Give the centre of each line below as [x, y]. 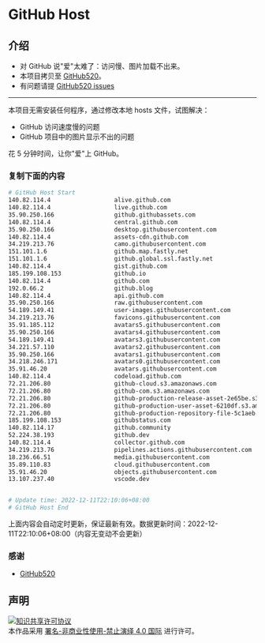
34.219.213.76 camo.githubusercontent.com [107, 244]
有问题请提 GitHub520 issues [67, 86]
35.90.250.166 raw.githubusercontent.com [105, 303]
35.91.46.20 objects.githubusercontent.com [112, 472]
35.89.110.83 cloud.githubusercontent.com [109, 464]
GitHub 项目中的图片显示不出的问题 [77, 137]
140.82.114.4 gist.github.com [88, 266]
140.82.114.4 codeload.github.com [95, 377]
